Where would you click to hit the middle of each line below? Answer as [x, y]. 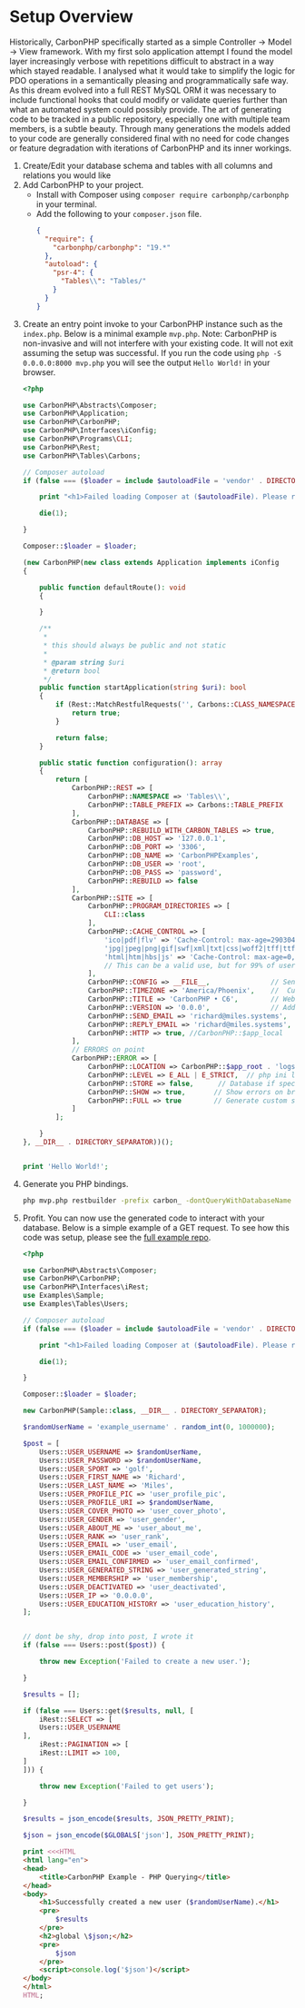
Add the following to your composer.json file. [119, 213]
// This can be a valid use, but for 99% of [189, 965]
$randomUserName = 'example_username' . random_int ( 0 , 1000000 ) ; [148, 1428]
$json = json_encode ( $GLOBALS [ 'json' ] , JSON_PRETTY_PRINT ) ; [138, 1835]
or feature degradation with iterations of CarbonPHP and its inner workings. [151, 148]
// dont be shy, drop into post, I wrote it [108, 1637]
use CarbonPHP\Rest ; [61, 447]
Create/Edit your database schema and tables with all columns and [148, 165]
